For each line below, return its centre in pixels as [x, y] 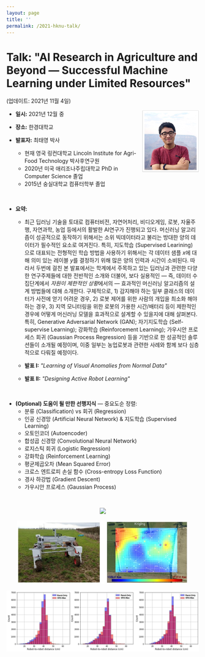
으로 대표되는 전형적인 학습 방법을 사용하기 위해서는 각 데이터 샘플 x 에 [107, 253]
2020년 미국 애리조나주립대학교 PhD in [71, 168]
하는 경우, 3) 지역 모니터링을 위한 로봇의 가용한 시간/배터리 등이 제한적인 [110, 307]
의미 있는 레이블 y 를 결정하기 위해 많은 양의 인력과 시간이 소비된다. [110, 261]
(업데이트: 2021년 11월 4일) [39, 101]
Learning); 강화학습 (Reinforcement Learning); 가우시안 [119, 329]
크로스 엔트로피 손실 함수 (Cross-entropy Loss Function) [93, 472]
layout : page [23, 13]
